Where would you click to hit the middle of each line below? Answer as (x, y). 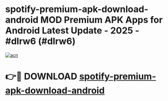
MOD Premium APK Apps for (101, 20)
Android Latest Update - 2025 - (72, 31)
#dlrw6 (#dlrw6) (40, 41)
